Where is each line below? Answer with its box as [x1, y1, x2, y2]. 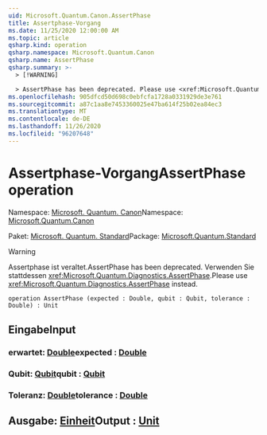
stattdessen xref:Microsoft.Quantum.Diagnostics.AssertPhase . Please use [8, 270, 248, 280]
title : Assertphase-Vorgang [8, 19, 102, 27]
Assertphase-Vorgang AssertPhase [8, 164, 246, 182]
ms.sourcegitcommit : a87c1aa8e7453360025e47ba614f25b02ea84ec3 [8, 100, 222, 108]
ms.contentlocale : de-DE [8, 115, 91, 123]
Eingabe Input [8, 323, 76, 337]
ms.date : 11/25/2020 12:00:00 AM [8, 26, 119, 34]
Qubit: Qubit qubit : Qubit [8, 368, 106, 379]
